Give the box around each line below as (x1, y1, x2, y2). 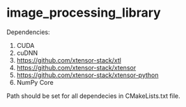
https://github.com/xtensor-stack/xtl (16, 56, 121, 64)
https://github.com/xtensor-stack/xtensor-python (16, 71, 159, 79)
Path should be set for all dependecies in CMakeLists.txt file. (6, 92, 180, 100)
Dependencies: (6, 28, 50, 36)
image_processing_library (6, 5, 161, 21)
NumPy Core (16, 78, 54, 86)
